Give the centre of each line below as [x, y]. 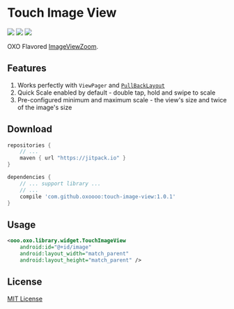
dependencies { [29, 177]
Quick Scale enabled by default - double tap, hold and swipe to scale [116, 93]
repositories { [29, 145]
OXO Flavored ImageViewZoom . [53, 46]
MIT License [25, 299]
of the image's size [45, 107]
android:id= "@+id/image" [56, 247]
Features [27, 69]
